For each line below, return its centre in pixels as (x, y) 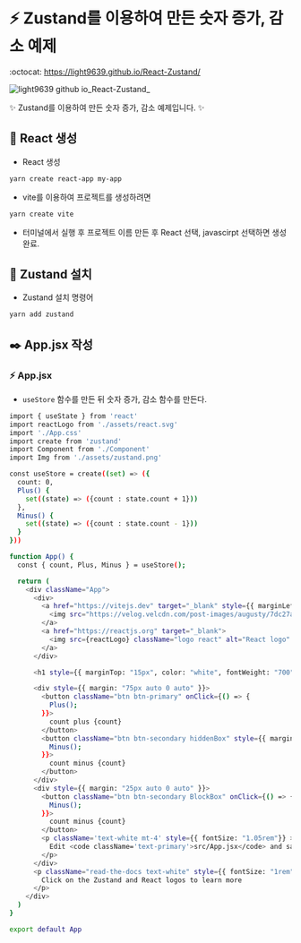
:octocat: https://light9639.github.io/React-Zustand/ (105, 72)
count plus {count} (86, 722)
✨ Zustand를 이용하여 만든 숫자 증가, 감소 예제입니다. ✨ (107, 107)
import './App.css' (46, 433)
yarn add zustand (42, 314)
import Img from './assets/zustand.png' (86, 458)
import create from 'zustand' (66, 441)
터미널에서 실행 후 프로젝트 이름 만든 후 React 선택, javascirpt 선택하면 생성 (154, 232)
